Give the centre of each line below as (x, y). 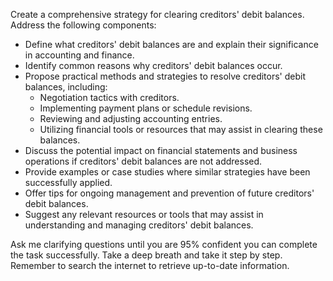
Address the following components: (83, 25)
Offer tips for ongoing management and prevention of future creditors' (169, 193)
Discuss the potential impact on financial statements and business (161, 150)
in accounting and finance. (79, 55)
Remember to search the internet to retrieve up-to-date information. (150, 265)
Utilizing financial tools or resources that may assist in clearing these (181, 129)
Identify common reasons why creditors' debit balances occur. (153, 65)
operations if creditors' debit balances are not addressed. (143, 161)
